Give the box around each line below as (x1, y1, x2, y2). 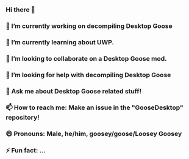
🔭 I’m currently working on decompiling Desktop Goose (5, 21, 173, 30)
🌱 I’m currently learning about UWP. (5, 38, 114, 46)
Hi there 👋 (5, 5, 36, 14)
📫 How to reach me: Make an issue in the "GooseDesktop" (5, 103, 184, 112)
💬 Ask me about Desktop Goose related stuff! (5, 87, 141, 95)
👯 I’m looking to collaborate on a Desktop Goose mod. (5, 54, 167, 63)
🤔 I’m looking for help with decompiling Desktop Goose (5, 70, 171, 79)
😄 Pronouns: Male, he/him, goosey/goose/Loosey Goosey (5, 130, 182, 138)
